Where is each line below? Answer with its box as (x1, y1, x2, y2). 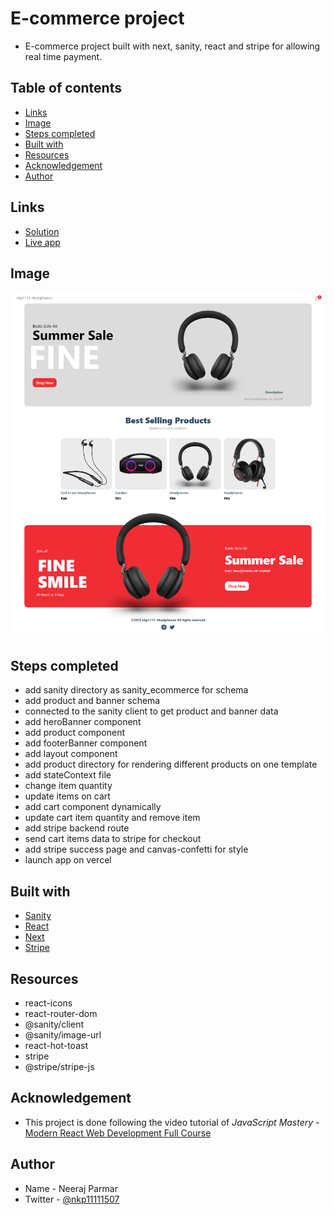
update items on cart (24, 790, 111, 802)
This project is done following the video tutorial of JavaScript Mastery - (24, 1116, 320, 1128)
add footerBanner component (24, 737, 148, 749)
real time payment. (24, 50, 103, 62)
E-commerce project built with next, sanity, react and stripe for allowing (24, 40, 321, 52)
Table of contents (10, 80, 122, 97)
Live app (24, 236, 61, 248)
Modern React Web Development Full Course (24, 1127, 212, 1139)
